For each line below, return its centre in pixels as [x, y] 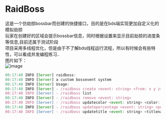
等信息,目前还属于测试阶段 [32, 42]
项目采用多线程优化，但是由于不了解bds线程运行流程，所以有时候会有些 [78, 48]
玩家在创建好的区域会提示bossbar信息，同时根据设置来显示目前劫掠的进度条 [83, 36]
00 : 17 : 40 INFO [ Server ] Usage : [37, 84]
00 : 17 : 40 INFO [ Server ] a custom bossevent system [58, 79]
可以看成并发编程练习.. [37, 54]
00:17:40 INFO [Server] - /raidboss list [48, 93]
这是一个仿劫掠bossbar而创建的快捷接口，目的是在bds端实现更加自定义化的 [82, 23]
